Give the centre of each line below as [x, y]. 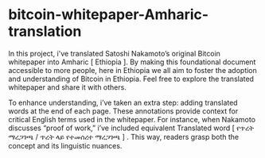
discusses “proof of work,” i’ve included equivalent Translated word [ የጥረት [131, 128]
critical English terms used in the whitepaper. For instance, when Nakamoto [132, 119]
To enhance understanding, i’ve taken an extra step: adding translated [123, 102]
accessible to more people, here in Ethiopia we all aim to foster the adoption [132, 70]
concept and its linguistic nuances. [65, 145]
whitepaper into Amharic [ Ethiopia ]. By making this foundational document [132, 62]
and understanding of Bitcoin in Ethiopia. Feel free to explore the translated [131, 79]
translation [45, 31]
